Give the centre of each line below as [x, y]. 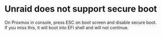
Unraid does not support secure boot [81, 9]
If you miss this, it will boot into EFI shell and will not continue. [67, 27]
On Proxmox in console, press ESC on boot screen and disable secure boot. [81, 22]
